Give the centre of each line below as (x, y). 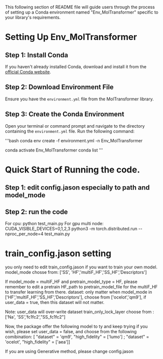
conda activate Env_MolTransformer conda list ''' (54, 150)
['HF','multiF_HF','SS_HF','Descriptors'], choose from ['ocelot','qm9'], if (76, 297)
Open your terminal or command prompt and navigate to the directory (75, 126)
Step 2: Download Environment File (59, 87)
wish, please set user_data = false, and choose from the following (71, 331)
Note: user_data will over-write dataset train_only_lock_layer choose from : (80, 312)
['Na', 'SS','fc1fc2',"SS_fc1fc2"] (35, 317)
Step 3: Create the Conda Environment (65, 114)
